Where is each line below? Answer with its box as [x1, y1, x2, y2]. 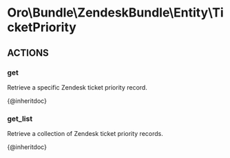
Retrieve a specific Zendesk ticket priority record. [7, 83, 148, 91]
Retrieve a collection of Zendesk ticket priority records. [7, 130, 163, 138]
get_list [7, 114, 33, 124]
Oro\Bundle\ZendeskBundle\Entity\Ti [7, 5, 224, 21]
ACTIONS [7, 47, 50, 59]
